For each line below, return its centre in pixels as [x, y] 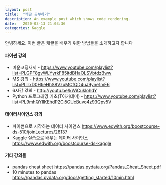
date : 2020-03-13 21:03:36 [35, 24]
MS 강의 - [22, 79]
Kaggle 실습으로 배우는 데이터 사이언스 [50, 138]
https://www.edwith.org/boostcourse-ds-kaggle [62, 143]
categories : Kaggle [25, 28]
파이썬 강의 [16, 55]
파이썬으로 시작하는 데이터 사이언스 [46, 126]
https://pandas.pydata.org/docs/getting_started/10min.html [73, 177]
